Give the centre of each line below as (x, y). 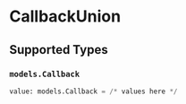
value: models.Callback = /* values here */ (93, 91)
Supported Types (59, 50)
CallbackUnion (65, 17)
